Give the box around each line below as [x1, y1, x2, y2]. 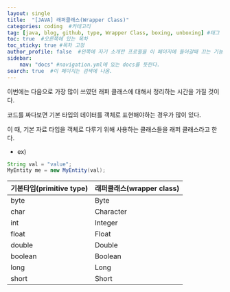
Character [95, 207, 127, 216]
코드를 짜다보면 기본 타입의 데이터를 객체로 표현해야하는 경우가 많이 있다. [7, 111, 201, 119]
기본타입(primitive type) [10, 183, 89, 193]
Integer [95, 218, 118, 227]
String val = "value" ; [7, 161, 72, 168]
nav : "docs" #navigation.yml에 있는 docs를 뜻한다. [19, 61, 160, 68]
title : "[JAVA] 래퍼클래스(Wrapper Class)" [7, 16, 129, 23]
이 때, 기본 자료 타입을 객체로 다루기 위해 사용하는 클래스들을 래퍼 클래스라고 [7, 125, 211, 133]
